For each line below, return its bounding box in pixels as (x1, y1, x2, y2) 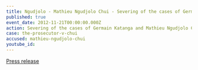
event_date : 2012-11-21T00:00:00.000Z (6, 19, 101, 25)
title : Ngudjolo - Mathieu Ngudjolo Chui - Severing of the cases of (6, 8, 181, 15)
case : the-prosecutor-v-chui (6, 31, 78, 36)
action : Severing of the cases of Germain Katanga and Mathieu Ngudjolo (6, 25, 189, 31)
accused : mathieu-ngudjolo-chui (6, 36, 85, 42)
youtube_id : (6, 42, 35, 48)
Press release (6, 57, 39, 65)
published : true (6, 14, 46, 20)
